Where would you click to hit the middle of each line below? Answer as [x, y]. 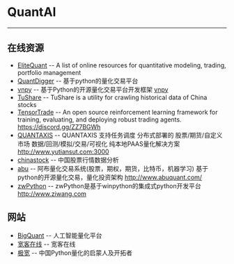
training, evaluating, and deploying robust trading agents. [100, 119]
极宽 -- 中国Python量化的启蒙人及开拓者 [75, 253]
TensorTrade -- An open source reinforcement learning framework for [117, 112]
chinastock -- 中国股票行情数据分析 [68, 160]
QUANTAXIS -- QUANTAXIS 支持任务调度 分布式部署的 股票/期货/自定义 [120, 135]
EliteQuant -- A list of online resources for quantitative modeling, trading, [122, 65]
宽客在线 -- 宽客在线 [46, 244]
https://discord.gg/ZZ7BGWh [59, 126]
